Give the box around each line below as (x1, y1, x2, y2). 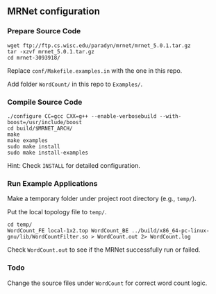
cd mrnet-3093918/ (7, 54, 60, 61)
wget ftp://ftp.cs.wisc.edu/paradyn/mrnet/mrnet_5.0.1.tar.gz (7, 42, 191, 49)
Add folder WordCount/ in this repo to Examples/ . (7, 80, 143, 88)
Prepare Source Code (7, 26, 81, 36)
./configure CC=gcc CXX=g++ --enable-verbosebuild (7, 112, 157, 120)
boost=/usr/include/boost (7, 119, 82, 126)
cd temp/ (7, 221, 33, 228)
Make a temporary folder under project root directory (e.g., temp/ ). (7, 194, 197, 203)
